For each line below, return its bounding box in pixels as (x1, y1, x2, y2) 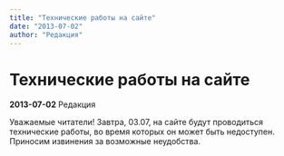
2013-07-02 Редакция (9, 99, 96, 110)
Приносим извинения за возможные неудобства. (9, 136, 201, 147)
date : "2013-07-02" (9, 22, 83, 31)
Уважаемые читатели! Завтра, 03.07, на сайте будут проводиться (9, 117, 264, 128)
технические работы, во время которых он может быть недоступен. (9, 126, 275, 137)
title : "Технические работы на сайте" (9, 13, 156, 23)
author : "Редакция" (9, 30, 83, 39)
